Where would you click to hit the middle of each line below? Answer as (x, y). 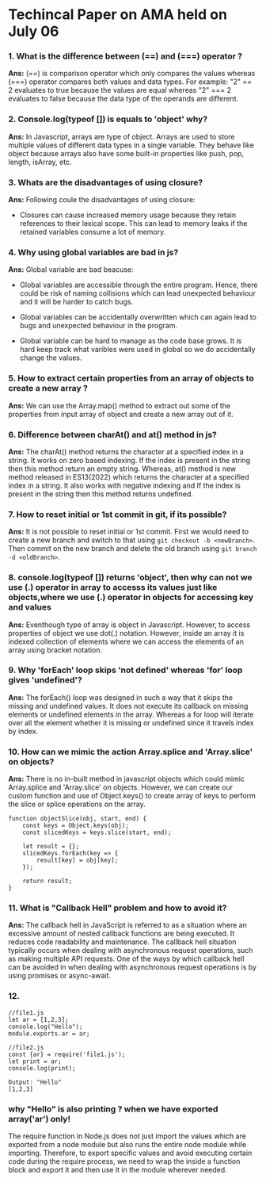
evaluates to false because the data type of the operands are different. (123, 99)
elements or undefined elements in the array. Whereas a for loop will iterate (131, 714)
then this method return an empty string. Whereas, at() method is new (122, 469)
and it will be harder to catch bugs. (76, 302)
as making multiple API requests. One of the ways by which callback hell (126, 959)
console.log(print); (42, 1068)
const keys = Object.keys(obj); (76, 826)
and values (30, 607)
